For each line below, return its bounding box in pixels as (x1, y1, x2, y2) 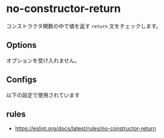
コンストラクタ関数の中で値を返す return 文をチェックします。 (6, 22, 162, 29)
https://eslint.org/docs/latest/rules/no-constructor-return (14, 125, 156, 132)
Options (6, 40, 37, 50)
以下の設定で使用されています (6, 91, 80, 98)
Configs (6, 74, 37, 85)
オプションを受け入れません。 (6, 56, 80, 64)
